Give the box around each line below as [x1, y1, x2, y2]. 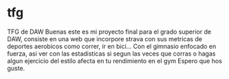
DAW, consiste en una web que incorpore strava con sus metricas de [7, 34, 203, 43]
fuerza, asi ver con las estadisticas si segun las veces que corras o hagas [7, 49, 216, 58]
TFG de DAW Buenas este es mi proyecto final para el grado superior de [7, 27, 212, 36]
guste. [7, 64, 25, 72]
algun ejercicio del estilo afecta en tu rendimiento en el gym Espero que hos [7, 56, 222, 65]
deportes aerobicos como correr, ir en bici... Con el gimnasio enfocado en [7, 42, 217, 50]
